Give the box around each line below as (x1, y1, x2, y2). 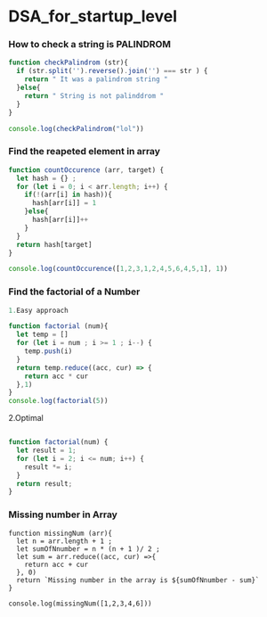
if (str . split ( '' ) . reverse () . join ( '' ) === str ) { (16, 67, 208, 76)
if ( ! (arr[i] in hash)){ (24, 190, 113, 200)
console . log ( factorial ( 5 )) (8, 397, 109, 406)
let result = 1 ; (16, 446, 77, 456)
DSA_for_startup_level (8, 6, 178, 27)
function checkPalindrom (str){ (8, 58, 128, 68)
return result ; (16, 479, 73, 488)
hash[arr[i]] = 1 (31, 199, 97, 208)
